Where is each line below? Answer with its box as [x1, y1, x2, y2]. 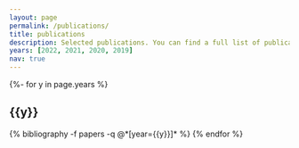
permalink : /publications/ [9, 21, 109, 30]
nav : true [9, 54, 46, 63]
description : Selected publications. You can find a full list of [9, 37, 261, 47]
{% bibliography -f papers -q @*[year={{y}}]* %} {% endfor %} [9, 128, 244, 139]
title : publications [9, 29, 86, 38]
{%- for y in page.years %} [9, 79, 109, 89]
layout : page [9, 12, 58, 22]
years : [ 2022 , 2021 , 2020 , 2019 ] [9, 46, 133, 55]
